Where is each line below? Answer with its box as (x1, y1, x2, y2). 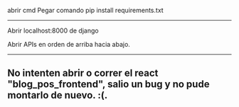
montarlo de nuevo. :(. (7, 89, 108, 101)
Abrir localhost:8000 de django (7, 26, 99, 35)
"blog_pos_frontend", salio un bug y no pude (7, 78, 210, 91)
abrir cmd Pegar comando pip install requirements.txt (7, 6, 164, 14)
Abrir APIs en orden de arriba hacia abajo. (7, 40, 130, 48)
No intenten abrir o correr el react (7, 67, 159, 79)
